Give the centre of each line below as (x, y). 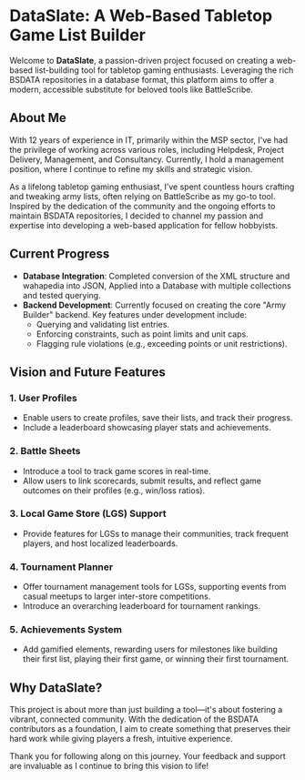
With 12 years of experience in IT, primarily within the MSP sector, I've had (149, 140)
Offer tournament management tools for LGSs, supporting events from (154, 587)
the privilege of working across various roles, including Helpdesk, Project (147, 149)
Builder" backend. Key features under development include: (135, 314)
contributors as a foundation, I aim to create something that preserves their (150, 729)
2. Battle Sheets (45, 451)
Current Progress (60, 254)
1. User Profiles (43, 398)
